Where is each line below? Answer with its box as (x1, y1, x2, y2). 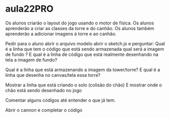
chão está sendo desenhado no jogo (5, 87, 82, 93)
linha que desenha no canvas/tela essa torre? (5, 72, 101, 78)
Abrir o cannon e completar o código (5, 107, 82, 113)
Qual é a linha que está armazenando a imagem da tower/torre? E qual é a (5, 67, 160, 73)
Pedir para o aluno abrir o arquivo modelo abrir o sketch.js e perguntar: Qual (5, 40, 165, 46)
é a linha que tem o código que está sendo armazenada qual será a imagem (5, 46, 164, 52)
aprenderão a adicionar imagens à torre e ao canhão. (5, 31, 117, 37)
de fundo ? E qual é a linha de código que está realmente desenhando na (5, 51, 159, 57)
